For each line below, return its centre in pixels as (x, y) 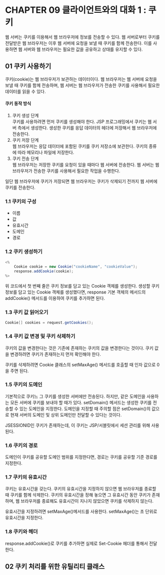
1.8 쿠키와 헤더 (21, 532)
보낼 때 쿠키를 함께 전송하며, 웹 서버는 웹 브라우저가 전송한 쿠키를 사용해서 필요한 (82, 85)
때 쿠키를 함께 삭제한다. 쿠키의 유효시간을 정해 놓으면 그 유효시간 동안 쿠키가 (78, 495)
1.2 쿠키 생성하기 (24, 252)
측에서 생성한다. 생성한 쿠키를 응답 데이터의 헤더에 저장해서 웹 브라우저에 (87, 128)
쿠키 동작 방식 (18, 103)
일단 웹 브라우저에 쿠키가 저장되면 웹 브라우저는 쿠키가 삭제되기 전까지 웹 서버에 (81, 181)
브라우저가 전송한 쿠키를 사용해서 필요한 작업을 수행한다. (66, 171)
